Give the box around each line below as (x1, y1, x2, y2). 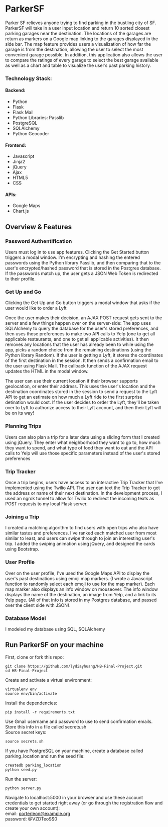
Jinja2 (12, 159, 26, 165)
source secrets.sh (5, 739, 44, 744)
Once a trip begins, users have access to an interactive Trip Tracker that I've (5, 480, 163, 486)
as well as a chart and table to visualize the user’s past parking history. (5, 62, 151, 68)
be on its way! (5, 410, 34, 416)
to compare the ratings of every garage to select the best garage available (5, 57, 159, 63)
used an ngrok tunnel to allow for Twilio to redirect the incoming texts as (5, 496, 154, 502)
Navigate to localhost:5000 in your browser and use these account (5, 794, 143, 800)
